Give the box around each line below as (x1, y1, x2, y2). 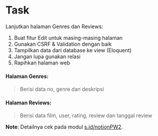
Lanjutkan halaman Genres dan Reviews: (5, 23, 104, 30)
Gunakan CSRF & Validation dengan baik (13, 40, 112, 47)
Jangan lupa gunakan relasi (13, 53, 81, 60)
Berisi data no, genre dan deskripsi (19, 86, 104, 93)
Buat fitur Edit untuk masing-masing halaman (13, 34, 123, 41)
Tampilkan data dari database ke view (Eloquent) (13, 46, 132, 53)
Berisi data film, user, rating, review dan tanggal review (19, 112, 153, 119)
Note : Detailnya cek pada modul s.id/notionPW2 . (5, 124, 123, 131)
